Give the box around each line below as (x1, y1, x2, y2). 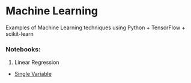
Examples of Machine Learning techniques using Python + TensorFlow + (5, 24, 186, 31)
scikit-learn (5, 30, 34, 37)
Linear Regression (14, 59, 59, 66)
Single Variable (14, 70, 52, 78)
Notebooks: (5, 45, 41, 53)
